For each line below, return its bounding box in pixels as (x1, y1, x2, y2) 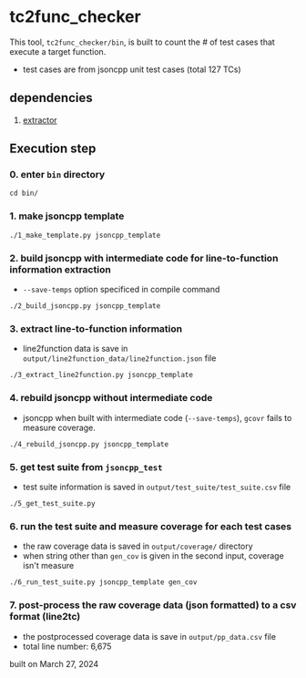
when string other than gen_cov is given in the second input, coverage (22, 550, 284, 561)
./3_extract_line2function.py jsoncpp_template (9, 371, 194, 380)
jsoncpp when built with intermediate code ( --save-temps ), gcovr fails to (22, 412, 292, 423)
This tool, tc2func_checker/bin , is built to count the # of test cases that (9, 36, 275, 47)
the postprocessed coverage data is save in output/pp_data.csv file (22, 631, 276, 642)
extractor (22, 114, 57, 125)
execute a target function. (9, 46, 107, 56)
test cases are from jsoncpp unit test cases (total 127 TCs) (22, 64, 241, 75)
